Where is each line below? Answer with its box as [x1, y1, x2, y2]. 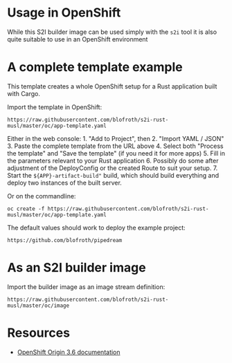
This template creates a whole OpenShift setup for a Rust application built [7, 82, 217, 91]
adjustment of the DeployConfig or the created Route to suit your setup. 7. [7, 164, 218, 172]
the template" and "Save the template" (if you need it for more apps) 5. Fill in [7, 149, 225, 157]
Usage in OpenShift [7, 5, 121, 21]
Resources [7, 325, 71, 340]
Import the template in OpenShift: [7, 102, 102, 111]
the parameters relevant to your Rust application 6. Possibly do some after [7, 156, 219, 165]
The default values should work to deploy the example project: [7, 223, 186, 232]
